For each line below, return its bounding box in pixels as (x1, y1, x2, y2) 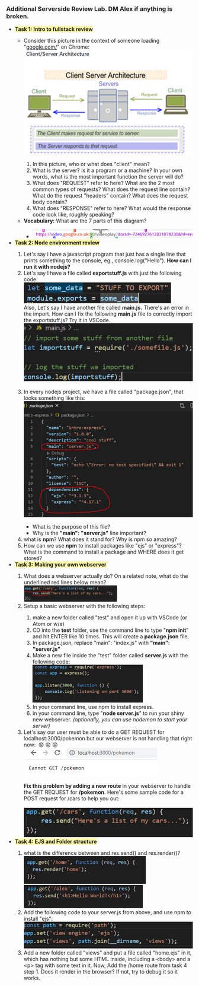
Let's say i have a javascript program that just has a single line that (23, 250, 186, 257)
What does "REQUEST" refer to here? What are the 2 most (32, 179, 175, 186)
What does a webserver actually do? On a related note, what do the (23, 572, 188, 580)
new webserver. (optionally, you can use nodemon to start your (32, 716, 188, 723)
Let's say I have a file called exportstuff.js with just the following (23, 269, 182, 276)
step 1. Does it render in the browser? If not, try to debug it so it (23, 968, 178, 975)
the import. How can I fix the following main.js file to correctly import (23, 310, 192, 317)
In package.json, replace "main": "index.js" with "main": (32, 640, 171, 647)
